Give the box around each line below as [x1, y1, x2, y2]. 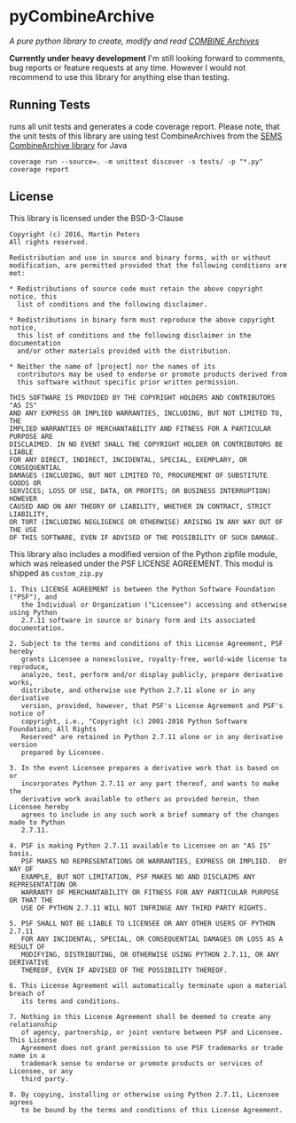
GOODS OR [9, 478, 42, 488]
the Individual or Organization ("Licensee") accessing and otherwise [20, 600, 288, 609]
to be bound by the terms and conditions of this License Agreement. [20, 1105, 284, 1114]
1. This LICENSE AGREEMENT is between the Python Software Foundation [9, 585, 276, 593]
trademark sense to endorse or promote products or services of [20, 1059, 264, 1068]
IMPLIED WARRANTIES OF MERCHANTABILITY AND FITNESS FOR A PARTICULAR [9, 424, 272, 433]
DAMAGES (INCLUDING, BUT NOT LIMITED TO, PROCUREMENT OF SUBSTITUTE [9, 471, 268, 480]
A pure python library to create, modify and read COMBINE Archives [9, 36, 260, 46]
